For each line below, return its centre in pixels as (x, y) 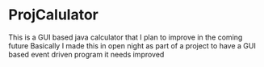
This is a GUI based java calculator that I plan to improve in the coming (126, 37)
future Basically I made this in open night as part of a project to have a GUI (132, 45)
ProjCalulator (54, 15)
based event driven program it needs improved (86, 54)
